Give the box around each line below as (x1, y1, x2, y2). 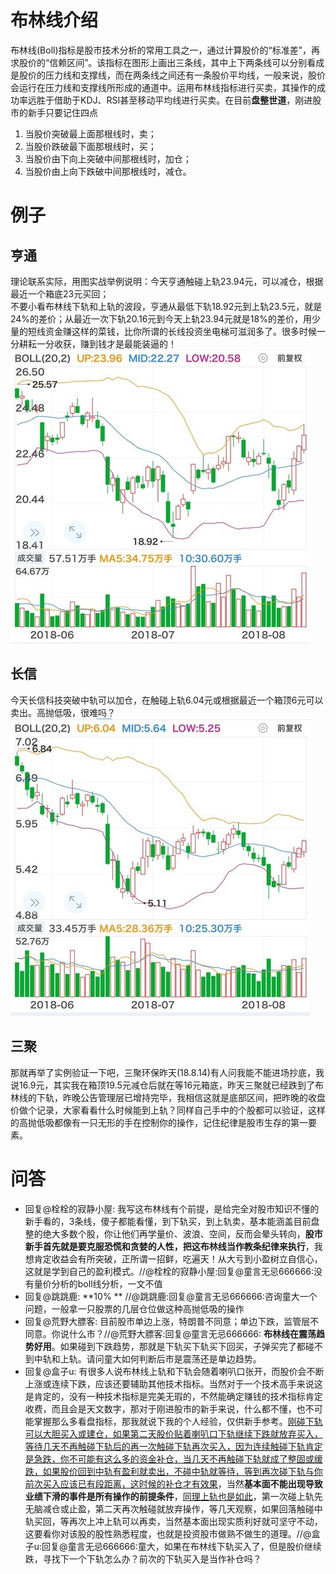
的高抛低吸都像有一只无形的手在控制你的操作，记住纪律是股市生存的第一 (10, 1116, 308, 1128)
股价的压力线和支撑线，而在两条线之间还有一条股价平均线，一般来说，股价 (18, 69, 326, 81)
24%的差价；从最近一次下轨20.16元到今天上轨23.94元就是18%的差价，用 (10, 312, 312, 325)
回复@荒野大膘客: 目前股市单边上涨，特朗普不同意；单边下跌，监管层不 (24, 1315, 320, 1327)
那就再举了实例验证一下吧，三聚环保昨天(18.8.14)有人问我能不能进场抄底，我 (10, 1066, 325, 1078)
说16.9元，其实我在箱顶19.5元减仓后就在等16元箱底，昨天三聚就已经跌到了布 (10, 1079, 325, 1091)
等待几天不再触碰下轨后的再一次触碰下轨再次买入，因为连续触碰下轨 (24, 1440, 306, 1452)
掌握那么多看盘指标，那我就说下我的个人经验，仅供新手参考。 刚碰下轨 (33, 1415, 323, 1427)
